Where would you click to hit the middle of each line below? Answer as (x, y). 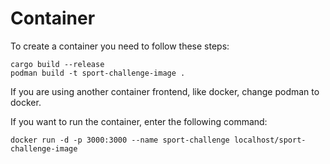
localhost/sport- (270, 140)
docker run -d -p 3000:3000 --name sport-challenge (120, 140)
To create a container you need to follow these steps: (120, 46)
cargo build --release (57, 64)
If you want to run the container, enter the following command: (139, 121)
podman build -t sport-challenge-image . (98, 73)
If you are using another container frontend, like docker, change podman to (165, 91)
